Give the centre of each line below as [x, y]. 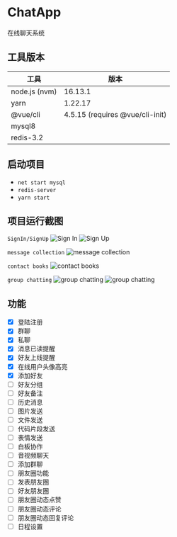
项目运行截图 [35, 221]
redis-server [37, 190]
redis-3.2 [27, 137]
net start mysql [41, 182]
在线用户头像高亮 [42, 366]
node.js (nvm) [34, 91]
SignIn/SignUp [28, 239]
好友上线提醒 [36, 358]
